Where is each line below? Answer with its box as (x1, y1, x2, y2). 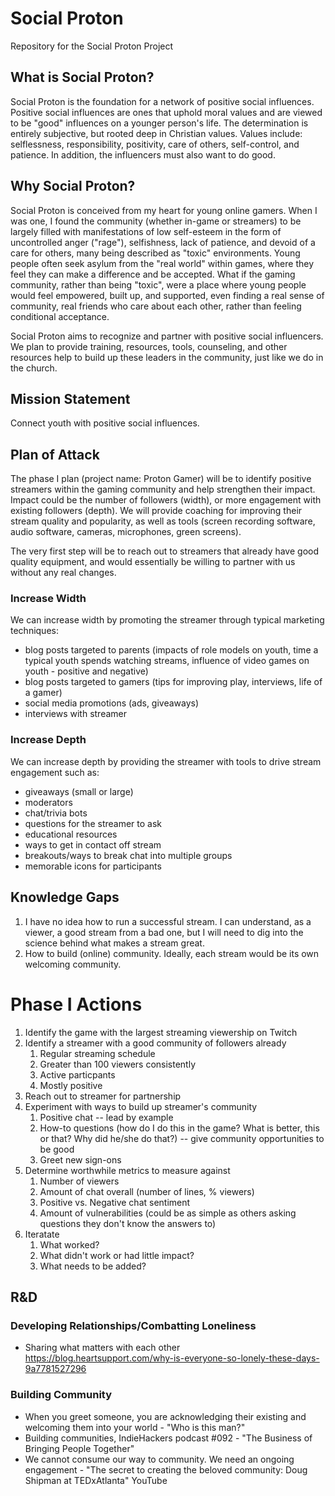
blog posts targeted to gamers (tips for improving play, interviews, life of (24, 676, 323, 688)
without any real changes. (10, 567, 117, 579)
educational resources (24, 828, 118, 840)
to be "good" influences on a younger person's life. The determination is (10, 117, 309, 129)
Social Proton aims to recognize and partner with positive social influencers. (10, 330, 324, 342)
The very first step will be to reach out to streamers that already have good (10, 545, 320, 557)
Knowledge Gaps (10, 889, 120, 906)
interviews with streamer (24, 708, 128, 720)
